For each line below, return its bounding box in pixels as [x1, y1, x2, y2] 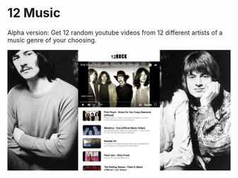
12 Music [7, 5, 61, 21]
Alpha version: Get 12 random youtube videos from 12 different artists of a [7, 28, 223, 37]
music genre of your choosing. [7, 35, 97, 44]
